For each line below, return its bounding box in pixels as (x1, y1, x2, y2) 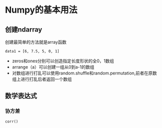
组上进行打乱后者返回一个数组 (12, 76, 72, 82)
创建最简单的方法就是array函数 (5, 39, 67, 45)
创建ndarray (5, 25, 42, 34)
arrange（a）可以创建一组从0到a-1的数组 (12, 64, 95, 70)
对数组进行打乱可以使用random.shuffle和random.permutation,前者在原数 (12, 70, 157, 76)
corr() (5, 119, 18, 124)
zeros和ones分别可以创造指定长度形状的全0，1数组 (12, 58, 114, 64)
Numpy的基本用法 (5, 4, 78, 16)
